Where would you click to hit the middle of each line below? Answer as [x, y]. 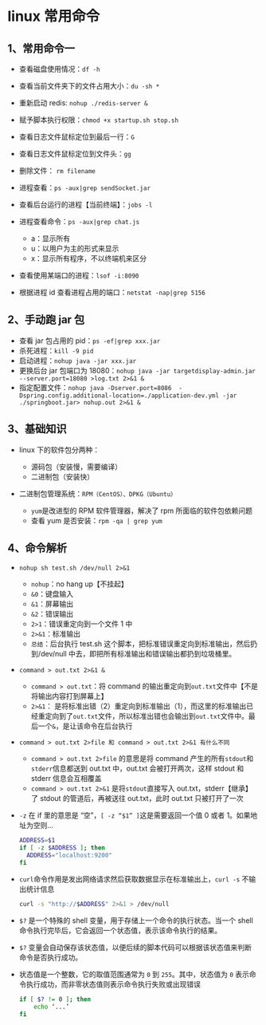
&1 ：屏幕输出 [52, 604]
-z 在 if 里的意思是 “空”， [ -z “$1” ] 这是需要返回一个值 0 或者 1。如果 [135, 815]
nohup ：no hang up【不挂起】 [79, 584]
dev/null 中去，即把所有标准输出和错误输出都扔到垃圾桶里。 [138, 654]
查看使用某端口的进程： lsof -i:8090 [79, 275]
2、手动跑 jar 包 [46, 320]
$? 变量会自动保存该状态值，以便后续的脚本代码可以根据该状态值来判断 [135, 947]
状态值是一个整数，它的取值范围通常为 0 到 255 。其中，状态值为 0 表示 [134, 974]
